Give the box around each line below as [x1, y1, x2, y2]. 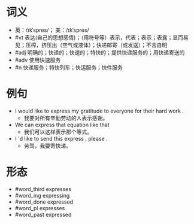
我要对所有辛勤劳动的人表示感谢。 [23, 114, 108, 122]
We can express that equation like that [14, 121, 110, 128]
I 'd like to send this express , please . [14, 135, 108, 142]
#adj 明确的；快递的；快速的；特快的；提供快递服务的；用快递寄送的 [14, 49, 185, 56]
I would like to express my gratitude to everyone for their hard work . [14, 107, 184, 114]
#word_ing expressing [14, 192, 70, 199]
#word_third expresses [14, 185, 72, 192]
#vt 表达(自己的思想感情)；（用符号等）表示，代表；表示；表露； [14, 34, 173, 41]
